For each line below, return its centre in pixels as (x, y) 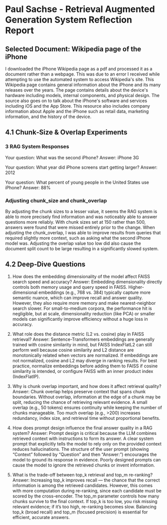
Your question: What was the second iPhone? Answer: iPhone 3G (72, 157)
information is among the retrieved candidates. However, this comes (83, 485)
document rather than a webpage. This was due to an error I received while (83, 74)
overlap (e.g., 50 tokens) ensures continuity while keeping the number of (87, 407)
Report (19, 31)
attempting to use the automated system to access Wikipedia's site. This (80, 79)
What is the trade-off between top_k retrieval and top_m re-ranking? (83, 474)
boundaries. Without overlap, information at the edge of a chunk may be (86, 397)
